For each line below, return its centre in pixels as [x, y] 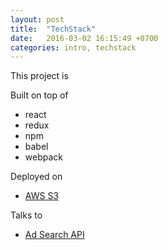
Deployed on [36, 177]
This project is [39, 76]
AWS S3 [42, 196]
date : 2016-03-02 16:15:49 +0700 [84, 38]
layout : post [37, 19]
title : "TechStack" [53, 29]
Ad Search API [54, 235]
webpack [43, 157]
